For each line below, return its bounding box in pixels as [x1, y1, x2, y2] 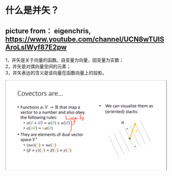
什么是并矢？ [5, 5, 60, 16]
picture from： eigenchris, [5, 27, 91, 35]
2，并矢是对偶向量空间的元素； [5, 63, 71, 69]
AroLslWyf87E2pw [5, 43, 67, 52]
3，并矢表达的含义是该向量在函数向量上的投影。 [5, 70, 107, 76]
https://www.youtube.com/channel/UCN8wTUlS [5, 35, 165, 43]
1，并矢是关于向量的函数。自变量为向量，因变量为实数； [5, 57, 124, 63]
